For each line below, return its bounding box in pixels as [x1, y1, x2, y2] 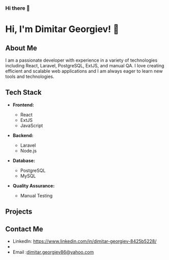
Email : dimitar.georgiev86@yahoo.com [12, 249, 94, 255]
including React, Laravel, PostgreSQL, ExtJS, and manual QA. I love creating [5, 62, 164, 68]
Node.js [20, 147, 37, 153]
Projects [5, 207, 33, 216]
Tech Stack [5, 88, 42, 97]
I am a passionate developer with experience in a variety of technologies [5, 57, 158, 63]
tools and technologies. [5, 73, 54, 80]
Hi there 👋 [5, 5, 31, 12]
